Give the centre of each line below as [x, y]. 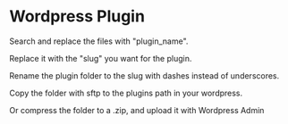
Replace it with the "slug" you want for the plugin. [101, 58]
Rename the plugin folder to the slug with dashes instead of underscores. [144, 75]
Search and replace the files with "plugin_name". [99, 41]
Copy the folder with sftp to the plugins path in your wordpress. [126, 93]
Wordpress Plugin [77, 17]
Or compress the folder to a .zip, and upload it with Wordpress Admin [137, 110]
